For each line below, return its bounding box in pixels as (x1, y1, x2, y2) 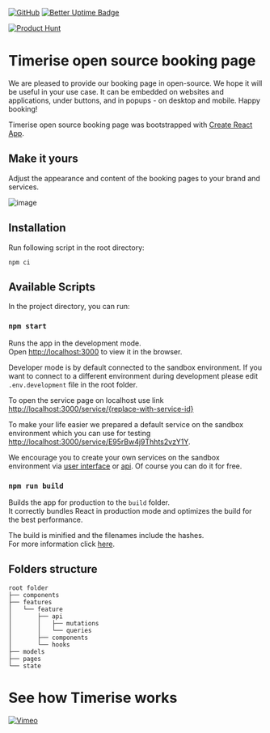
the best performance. (8, 515, 83, 524)
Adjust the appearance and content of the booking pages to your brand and (8, 173, 260, 183)
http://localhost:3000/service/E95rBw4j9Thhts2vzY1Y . (8, 437, 192, 447)
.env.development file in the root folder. (8, 379, 138, 389)
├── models (8, 647, 45, 655)
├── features (8, 598, 53, 606)
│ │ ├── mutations (8, 619, 99, 627)
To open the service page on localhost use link (8, 395, 164, 405)
